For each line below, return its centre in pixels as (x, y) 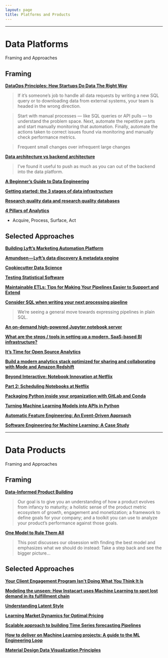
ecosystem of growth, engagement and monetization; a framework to (89, 512)
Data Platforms (37, 44)
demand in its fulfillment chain (37, 596)
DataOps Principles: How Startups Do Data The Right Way (66, 86)
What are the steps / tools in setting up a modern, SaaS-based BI (73, 337)
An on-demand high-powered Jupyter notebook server (64, 327)
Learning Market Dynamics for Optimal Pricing (54, 615)
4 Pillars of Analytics (27, 211)
